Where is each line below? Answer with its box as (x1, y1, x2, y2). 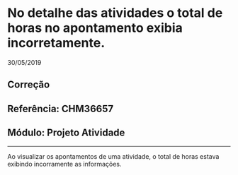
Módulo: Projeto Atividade (7, 127, 125, 139)
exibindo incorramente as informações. (7, 159, 122, 168)
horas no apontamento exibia (7, 20, 183, 36)
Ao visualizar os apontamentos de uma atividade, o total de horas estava (7, 152, 220, 160)
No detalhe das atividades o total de (7, 5, 223, 21)
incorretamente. (7, 35, 105, 51)
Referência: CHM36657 (7, 102, 114, 114)
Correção (7, 79, 50, 91)
